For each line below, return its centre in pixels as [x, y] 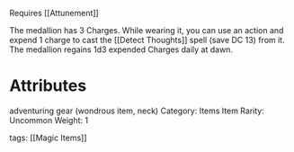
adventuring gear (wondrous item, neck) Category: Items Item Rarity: [137, 111]
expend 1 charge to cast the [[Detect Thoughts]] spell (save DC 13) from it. [147, 40]
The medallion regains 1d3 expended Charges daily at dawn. [121, 49]
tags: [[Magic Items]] [48, 138]
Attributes [48, 86]
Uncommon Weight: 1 [49, 120]
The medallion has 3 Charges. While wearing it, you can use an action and [147, 30]
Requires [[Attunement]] [54, 13]
